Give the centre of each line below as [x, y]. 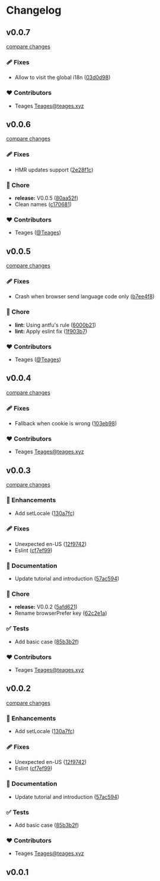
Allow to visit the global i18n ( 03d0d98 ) [63, 77]
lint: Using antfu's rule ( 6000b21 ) [55, 325]
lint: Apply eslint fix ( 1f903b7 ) [51, 331]
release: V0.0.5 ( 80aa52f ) [47, 198]
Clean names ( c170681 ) [43, 204]
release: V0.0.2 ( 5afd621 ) [46, 607]
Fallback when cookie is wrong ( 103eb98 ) [66, 424]
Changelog [34, 10]
